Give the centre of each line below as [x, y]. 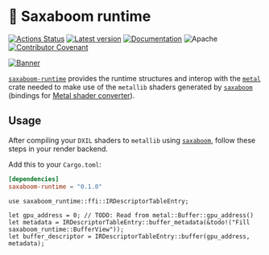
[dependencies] [34, 179]
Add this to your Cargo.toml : [55, 164]
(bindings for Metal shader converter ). [72, 95]
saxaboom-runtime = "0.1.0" [56, 187]
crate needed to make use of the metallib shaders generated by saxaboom [131, 87]
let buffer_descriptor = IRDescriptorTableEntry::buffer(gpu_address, [129, 236]
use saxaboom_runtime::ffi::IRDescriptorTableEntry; [99, 201]
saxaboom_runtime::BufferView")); [66, 229]
